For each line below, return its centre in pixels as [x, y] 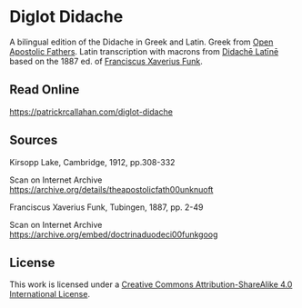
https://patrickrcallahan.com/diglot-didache [91, 112]
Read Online [45, 89]
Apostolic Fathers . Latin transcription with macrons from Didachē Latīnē [144, 51]
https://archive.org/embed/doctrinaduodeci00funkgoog [114, 234]
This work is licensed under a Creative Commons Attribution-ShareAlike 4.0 [151, 284]
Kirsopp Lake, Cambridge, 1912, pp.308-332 [92, 162]
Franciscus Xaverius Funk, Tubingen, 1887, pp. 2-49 [106, 207]
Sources [34, 140]
